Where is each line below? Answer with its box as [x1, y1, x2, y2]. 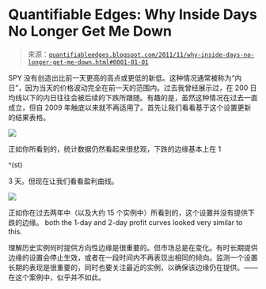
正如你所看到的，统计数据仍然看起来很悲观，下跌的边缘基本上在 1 [8, 144, 222, 153]
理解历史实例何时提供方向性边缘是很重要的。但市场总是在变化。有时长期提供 [8, 242, 258, 252]
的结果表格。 [8, 112, 50, 122]
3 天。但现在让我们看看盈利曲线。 [8, 176, 119, 186]
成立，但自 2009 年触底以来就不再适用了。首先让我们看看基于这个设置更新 [8, 103, 252, 112]
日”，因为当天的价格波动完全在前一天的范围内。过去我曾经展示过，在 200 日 [8, 83, 257, 92]
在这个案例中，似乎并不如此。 [8, 272, 105, 282]
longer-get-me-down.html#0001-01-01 [27, 58, 149, 66]
